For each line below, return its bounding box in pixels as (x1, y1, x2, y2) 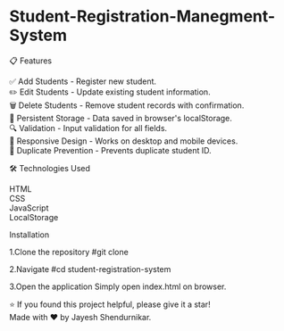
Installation (9, 229, 50, 240)
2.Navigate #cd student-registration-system (9, 263, 171, 274)
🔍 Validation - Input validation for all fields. (9, 122, 168, 133)
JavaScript (9, 203, 49, 213)
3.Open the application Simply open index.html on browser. (9, 281, 227, 292)
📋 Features (9, 55, 52, 66)
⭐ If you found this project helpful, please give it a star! (9, 299, 212, 310)
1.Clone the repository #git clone (9, 246, 129, 257)
